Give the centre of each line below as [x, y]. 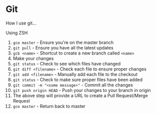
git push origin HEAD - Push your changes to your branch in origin [82, 90]
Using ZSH [17, 32]
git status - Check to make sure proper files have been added [78, 79]
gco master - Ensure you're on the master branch [63, 42]
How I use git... [21, 23]
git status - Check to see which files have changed [67, 63]
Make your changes [33, 58]
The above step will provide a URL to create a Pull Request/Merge [80, 95]
